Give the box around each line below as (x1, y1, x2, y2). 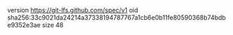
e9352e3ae (7, 21, 41, 29)
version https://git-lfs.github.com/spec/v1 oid (7, 6, 139, 14)
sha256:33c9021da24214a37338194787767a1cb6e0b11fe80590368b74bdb (7, 13, 227, 22)
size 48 (42, 21, 64, 29)
